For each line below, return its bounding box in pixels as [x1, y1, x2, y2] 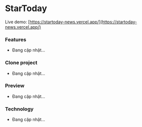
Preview [5, 82, 25, 89]
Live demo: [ [5, 19, 30, 25]
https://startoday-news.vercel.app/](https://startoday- [29, 19, 137, 25]
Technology [5, 105, 34, 112]
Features [5, 36, 27, 43]
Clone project [5, 59, 38, 66]
